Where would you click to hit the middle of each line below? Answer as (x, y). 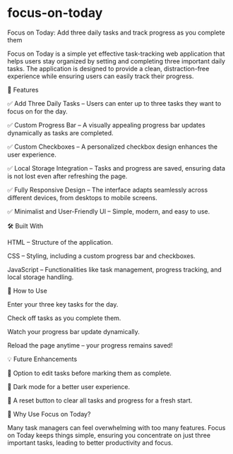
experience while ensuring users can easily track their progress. (101, 76)
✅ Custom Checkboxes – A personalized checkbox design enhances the (112, 147)
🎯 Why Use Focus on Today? (49, 414)
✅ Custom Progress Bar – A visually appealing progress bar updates (107, 125)
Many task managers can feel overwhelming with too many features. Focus (116, 427)
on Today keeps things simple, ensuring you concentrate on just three (109, 435)
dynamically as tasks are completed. (61, 133)
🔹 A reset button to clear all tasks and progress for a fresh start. (100, 400)
